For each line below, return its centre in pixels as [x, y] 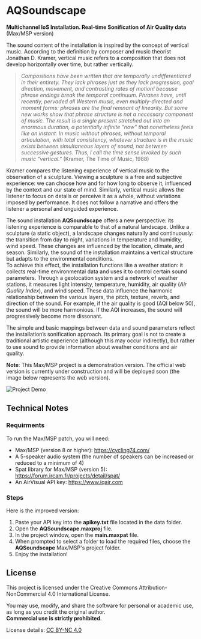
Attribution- [153, 587]
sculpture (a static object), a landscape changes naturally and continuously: [100, 233]
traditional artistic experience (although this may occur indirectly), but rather [100, 341]
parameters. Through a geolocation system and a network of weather [92, 277]
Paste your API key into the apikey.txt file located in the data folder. [98, 522]
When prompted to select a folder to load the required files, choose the [103, 541]
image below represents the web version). [58, 377]
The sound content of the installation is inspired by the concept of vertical [97, 45]
